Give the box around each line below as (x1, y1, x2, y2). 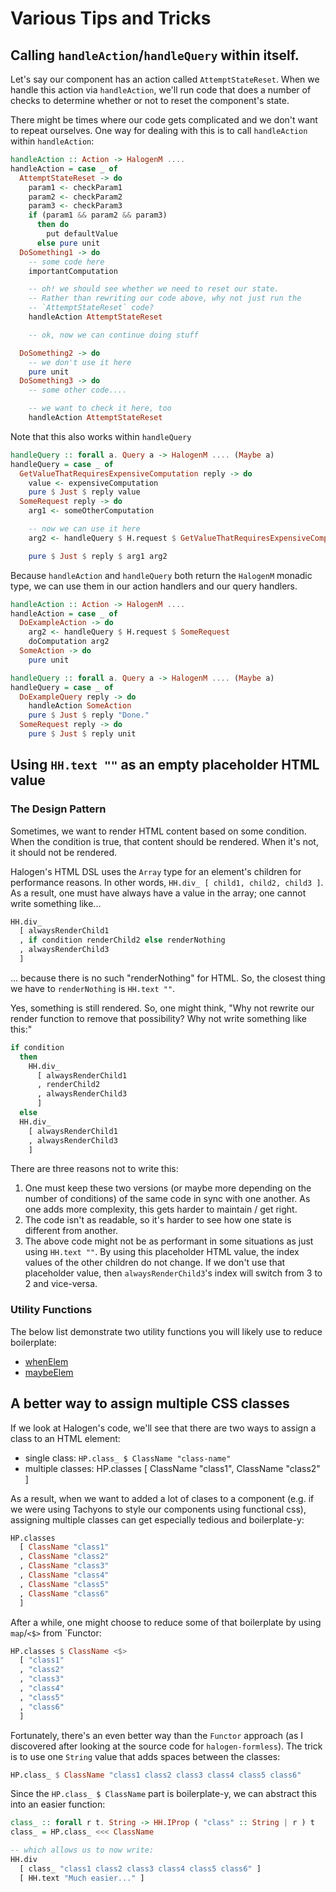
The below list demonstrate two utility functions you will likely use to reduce (10, 1325, 323, 1337)
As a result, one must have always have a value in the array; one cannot (10, 887, 307, 899)
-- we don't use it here (28, 357, 132, 367)
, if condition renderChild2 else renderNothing (19, 935, 226, 946)
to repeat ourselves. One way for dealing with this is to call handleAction (10, 125, 308, 136)
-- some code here (28, 257, 105, 267)
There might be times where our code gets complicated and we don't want (10, 114, 318, 126)
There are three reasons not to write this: (10, 1163, 179, 1175)
